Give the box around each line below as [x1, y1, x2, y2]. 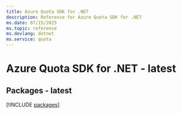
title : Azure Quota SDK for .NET [6, 8, 89, 15]
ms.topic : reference [6, 25, 58, 31]
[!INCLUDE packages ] [6, 102, 60, 108]
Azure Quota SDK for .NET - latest [6, 62, 177, 75]
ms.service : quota [6, 36, 52, 42]
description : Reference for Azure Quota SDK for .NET [6, 14, 142, 20]
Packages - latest [6, 85, 72, 96]
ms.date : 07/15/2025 [6, 20, 58, 26]
